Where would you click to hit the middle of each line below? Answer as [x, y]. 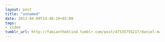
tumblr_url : [17, 32]
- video [13, 28]
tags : [11, 23]
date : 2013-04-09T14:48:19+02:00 [39, 18]
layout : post [18, 9]
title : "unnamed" [23, 14]
